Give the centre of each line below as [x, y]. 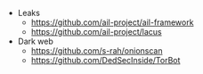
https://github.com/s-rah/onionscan [97, 51]
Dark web [35, 41]
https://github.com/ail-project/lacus [96, 32]
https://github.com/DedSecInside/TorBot [106, 60]
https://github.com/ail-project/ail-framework [112, 22]
